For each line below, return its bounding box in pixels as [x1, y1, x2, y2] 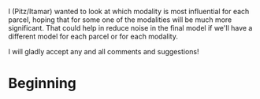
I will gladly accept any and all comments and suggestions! [8, 47, 199, 56]
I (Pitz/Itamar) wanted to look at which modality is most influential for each [8, 7, 250, 16]
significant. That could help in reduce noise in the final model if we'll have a [8, 24, 253, 32]
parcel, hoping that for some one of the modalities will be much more [8, 15, 232, 24]
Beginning [8, 75, 77, 93]
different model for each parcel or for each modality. [8, 31, 179, 41]
